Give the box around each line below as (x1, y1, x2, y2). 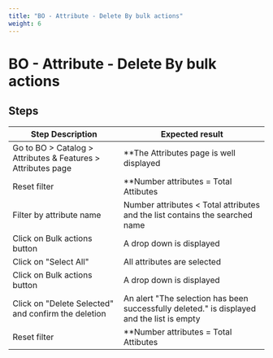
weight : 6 (8, 20, 42, 28)
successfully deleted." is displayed (123, 303, 256, 314)
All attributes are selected (123, 255, 222, 267)
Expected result (160, 128, 223, 139)
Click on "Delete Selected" (12, 298, 114, 309)
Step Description (30, 128, 97, 139)
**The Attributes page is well (123, 147, 236, 159)
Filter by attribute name (12, 209, 102, 220)
